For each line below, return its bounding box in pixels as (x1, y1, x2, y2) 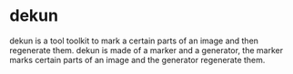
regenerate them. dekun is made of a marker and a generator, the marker (9, 44, 284, 55)
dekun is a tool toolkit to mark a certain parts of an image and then (9, 35, 259, 46)
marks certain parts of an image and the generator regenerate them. (9, 54, 266, 65)
